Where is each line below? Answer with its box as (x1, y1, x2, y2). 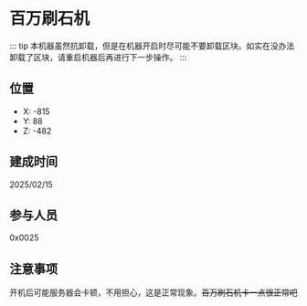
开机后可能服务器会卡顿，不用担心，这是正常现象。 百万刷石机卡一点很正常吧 (9, 287, 298, 298)
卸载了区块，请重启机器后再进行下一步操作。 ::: (9, 51, 187, 62)
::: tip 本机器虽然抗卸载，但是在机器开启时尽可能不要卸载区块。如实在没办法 (9, 40, 295, 51)
